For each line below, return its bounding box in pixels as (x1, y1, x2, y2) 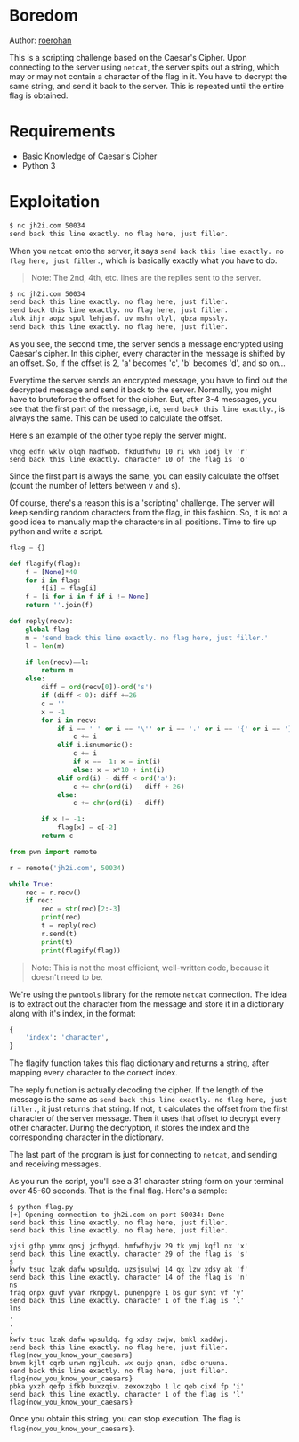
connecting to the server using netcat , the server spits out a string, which (9, 62, 279, 72)
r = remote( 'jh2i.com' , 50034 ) (9, 863, 125, 872)
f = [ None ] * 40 (25, 567, 77, 576)
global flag (25, 625, 69, 634)
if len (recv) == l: (25, 657, 90, 667)
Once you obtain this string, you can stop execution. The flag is (9, 1413, 242, 1424)
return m (41, 666, 74, 675)
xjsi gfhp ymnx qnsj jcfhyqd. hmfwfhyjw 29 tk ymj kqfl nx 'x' (9, 1241, 249, 1251)
